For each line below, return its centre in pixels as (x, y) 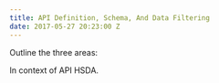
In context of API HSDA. (54, 70)
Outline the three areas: (54, 52)
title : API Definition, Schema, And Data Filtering (109, 18)
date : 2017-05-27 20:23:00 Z (65, 26)
